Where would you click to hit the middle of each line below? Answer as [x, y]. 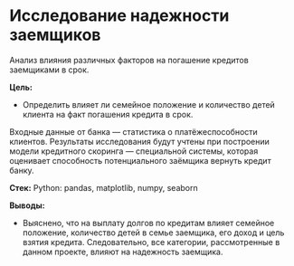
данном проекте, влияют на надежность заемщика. [123, 252]
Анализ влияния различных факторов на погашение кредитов [129, 60]
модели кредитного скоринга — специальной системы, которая [134, 151]
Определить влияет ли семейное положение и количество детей [149, 104]
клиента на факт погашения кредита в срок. [108, 114]
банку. [22, 170]
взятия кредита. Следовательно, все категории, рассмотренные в [151, 242]
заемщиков [55, 35]
